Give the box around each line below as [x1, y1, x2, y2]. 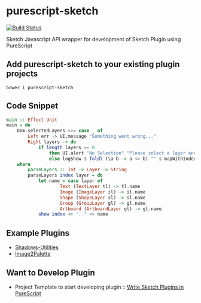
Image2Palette [14, 250, 51, 257]
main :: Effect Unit [6, 117, 58, 123]
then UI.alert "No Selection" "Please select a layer [48, 150, 186, 156]
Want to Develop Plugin [6, 268, 96, 278]
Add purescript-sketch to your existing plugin [6, 59, 180, 69]
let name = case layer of [38, 178, 103, 184]
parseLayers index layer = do [28, 172, 103, 178]
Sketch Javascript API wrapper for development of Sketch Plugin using [6, 35, 181, 43]
